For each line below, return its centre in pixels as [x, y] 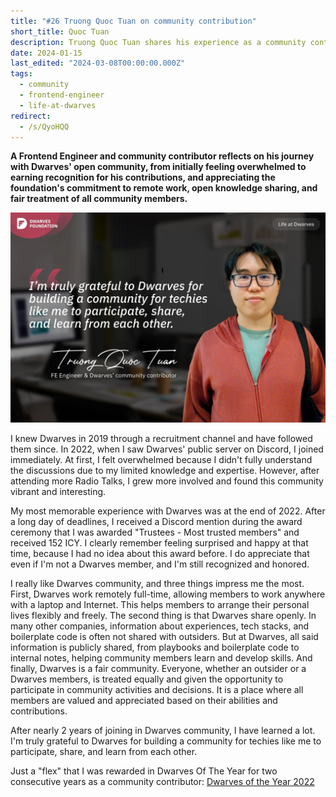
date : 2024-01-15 [46, 53]
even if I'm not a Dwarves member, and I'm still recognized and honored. [160, 564]
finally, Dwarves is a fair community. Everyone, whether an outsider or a [158, 669]
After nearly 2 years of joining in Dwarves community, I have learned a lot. [163, 731]
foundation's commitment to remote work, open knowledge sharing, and [164, 188]
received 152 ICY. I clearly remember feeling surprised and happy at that [159, 543]
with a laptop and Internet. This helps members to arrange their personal [160, 605]
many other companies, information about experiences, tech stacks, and [160, 626]
